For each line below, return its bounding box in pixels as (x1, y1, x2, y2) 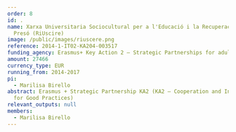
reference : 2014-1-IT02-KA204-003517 (7, 43, 118, 50)
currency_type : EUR (7, 62, 65, 69)
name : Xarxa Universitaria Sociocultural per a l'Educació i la (7, 23, 199, 30)
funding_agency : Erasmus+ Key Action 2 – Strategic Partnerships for (7, 50, 216, 57)
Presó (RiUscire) (13, 29, 65, 37)
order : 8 (7, 10, 33, 17)
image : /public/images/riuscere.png (7, 36, 114, 43)
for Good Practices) (13, 95, 74, 102)
